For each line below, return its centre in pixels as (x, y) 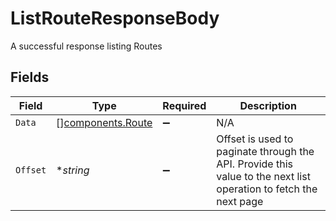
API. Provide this (255, 164)
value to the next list (263, 176)
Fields (30, 77)
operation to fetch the (267, 189)
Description (268, 105)
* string (73, 170)
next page (240, 201)
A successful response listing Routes (86, 46)
